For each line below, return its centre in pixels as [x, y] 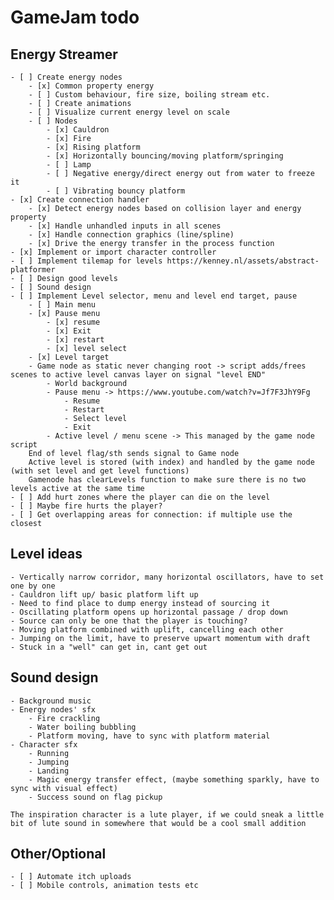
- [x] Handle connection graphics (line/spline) [131, 235]
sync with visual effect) [64, 788]
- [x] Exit [69, 331]
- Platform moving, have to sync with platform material [149, 736]
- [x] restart [75, 340]
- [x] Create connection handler [80, 200]
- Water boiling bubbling [82, 727]
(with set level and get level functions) [100, 471]
